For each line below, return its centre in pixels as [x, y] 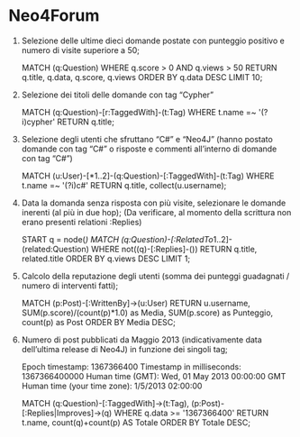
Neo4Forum [54, 16]
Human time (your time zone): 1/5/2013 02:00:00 [112, 386]
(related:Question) [55, 249]
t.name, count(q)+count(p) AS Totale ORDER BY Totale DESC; [136, 422]
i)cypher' [38, 122]
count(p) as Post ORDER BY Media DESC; [99, 322]
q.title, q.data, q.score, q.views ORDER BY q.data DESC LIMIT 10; [142, 77]
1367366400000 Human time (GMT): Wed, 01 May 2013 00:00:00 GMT [154, 376]
